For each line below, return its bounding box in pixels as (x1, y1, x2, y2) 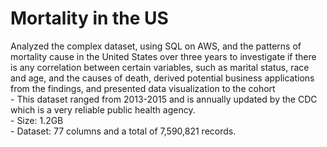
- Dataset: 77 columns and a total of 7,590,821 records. (10, 125, 237, 137)
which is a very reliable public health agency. (10, 103, 196, 116)
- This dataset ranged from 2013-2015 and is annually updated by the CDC (10, 93, 318, 105)
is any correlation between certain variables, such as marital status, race (10, 61, 310, 73)
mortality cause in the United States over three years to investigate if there (10, 50, 317, 62)
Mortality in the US (10, 7, 169, 30)
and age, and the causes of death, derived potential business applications (10, 72, 315, 84)
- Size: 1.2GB (10, 114, 64, 126)
